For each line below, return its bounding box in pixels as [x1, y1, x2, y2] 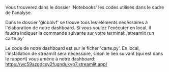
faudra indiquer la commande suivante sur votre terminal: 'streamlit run [5, 30, 154, 36]
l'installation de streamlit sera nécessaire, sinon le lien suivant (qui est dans [5, 50, 163, 56]
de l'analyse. [5, 10, 32, 16]
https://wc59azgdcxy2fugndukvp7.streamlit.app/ [5, 61, 108, 67]
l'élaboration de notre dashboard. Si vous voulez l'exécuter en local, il [5, 25, 151, 31]
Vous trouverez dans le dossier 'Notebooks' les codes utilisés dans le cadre [5, 5, 164, 10]
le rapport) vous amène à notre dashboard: [5, 56, 96, 62]
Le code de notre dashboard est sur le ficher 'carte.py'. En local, [5, 45, 140, 51]
